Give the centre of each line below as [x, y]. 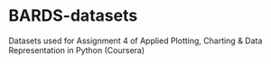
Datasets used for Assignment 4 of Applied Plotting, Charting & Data [135, 41]
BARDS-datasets [73, 16]
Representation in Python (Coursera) [77, 50]
